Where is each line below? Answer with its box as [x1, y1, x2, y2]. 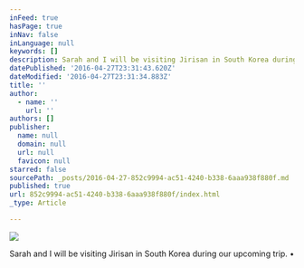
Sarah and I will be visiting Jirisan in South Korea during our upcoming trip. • [9, 248, 295, 259]
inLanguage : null [9, 38, 75, 48]
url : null [17, 148, 54, 157]
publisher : [9, 123, 51, 132]
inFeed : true [9, 13, 59, 23]
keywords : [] [9, 47, 59, 56]
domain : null [17, 139, 67, 148]
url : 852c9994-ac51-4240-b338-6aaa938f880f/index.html [9, 190, 221, 199]
